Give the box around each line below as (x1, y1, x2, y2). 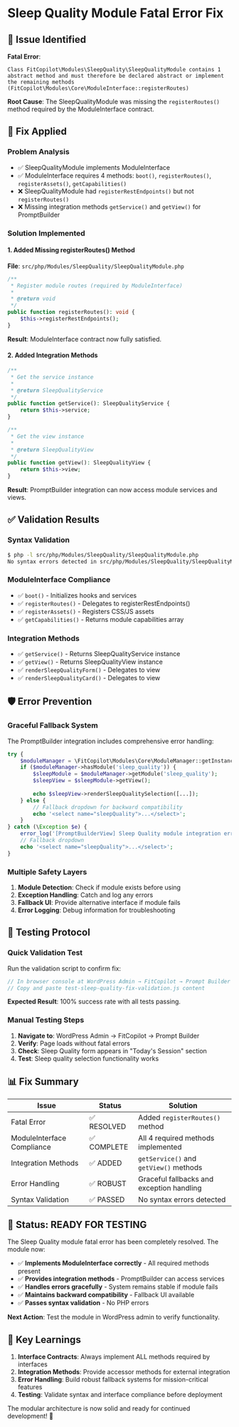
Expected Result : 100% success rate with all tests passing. (7, 997, 181, 1006)
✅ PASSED (89, 1195, 125, 1204)
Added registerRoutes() (138, 1113, 221, 1122)
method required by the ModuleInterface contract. (7, 105, 154, 113)
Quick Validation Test (7, 948, 83, 958)
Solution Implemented (7, 228, 85, 238)
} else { (20, 797, 46, 804)
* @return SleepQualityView (10, 446, 94, 454)
